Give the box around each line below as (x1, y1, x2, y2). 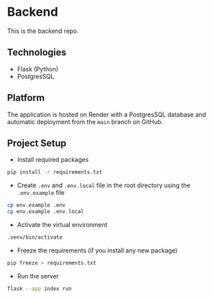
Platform (7, 92, 45, 104)
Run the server (16, 272, 60, 280)
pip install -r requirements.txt (7, 169, 103, 176)
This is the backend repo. (7, 27, 79, 35)
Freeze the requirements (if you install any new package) (16, 246, 178, 254)
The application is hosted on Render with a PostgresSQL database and (7, 110, 207, 119)
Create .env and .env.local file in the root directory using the (16, 181, 190, 189)
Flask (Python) (16, 64, 59, 73)
